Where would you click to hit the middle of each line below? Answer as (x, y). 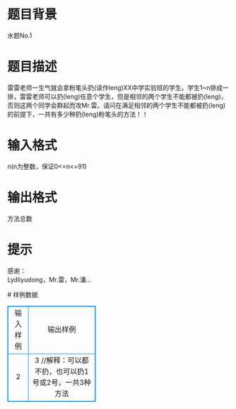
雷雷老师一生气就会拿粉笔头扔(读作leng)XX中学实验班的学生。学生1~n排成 (115, 87)
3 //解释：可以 (58, 360)
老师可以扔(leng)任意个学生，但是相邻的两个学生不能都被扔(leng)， (129, 96)
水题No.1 (20, 35)
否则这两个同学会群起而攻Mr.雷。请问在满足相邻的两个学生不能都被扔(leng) (117, 105)
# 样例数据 (23, 294)
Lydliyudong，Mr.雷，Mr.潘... (49, 280)
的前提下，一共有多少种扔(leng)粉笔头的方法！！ (78, 114)
